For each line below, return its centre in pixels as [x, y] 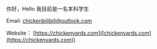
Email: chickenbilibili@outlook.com [49, 21]
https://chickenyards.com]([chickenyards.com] [93, 33]
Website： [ [21, 33]
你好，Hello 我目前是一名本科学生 [48, 9]
